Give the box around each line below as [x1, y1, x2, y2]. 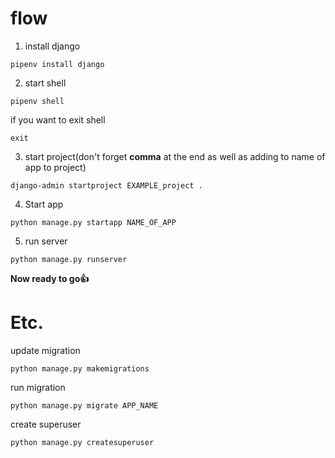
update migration [10, 344, 81, 356]
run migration [10, 381, 66, 393]
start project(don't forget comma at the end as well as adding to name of [24, 150, 326, 162]
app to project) [24, 161, 87, 173]
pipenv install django [10, 59, 105, 69]
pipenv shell [10, 96, 65, 106]
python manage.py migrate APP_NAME [10, 400, 159, 411]
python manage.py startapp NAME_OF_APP [10, 217, 177, 227]
